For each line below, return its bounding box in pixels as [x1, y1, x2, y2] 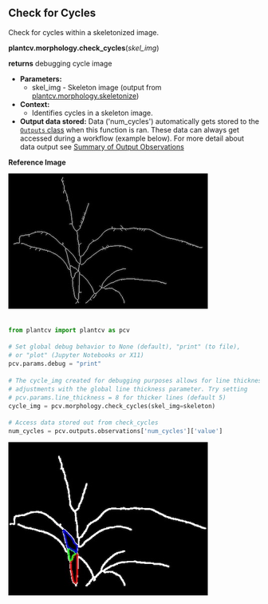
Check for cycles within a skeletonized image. [8, 27, 160, 37]
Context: [19, 99, 50, 109]
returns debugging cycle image [8, 58, 112, 68]
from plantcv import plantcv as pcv [8, 326, 130, 334]
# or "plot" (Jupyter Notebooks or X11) [8, 352, 145, 360]
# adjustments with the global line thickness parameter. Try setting [8, 385, 248, 393]
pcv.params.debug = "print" [8, 360, 102, 368]
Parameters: [19, 74, 62, 83]
